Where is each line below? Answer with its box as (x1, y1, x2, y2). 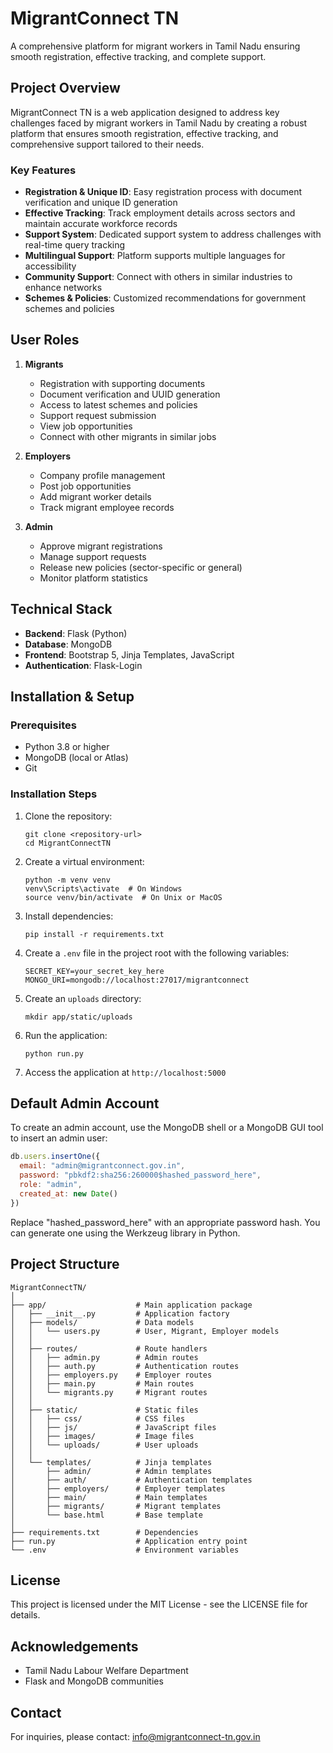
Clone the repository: (24, 810, 113, 822)
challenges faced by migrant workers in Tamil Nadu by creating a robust (10, 117, 308, 129)
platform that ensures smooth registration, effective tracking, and (10, 127, 279, 139)
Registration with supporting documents (39, 377, 206, 389)
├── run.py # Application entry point (10, 1536, 248, 1546)
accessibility (24, 260, 77, 272)
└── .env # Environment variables (10, 1545, 240, 1555)
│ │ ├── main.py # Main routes (10, 1378, 195, 1389)
